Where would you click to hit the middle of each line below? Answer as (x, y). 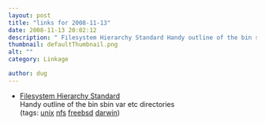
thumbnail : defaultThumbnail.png (63, 45)
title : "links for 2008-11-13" (60, 23)
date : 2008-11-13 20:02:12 (52, 30)
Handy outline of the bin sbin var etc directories (97, 104)
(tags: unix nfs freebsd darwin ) (70, 112)
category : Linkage (38, 60)
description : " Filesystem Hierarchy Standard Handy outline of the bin (130, 37)
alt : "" (21, 52)
